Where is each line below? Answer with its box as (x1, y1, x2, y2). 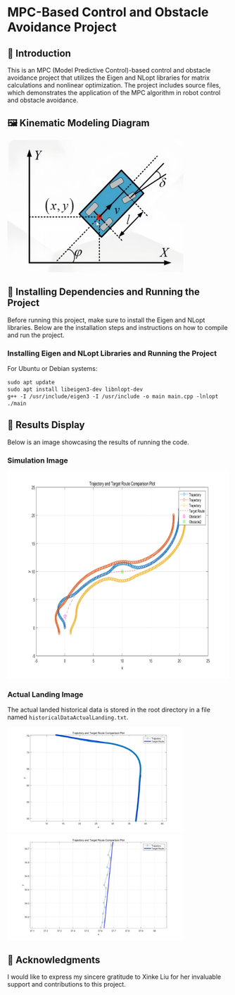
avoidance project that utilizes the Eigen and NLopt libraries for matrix (7, 73, 210, 82)
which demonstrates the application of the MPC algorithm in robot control (7, 89, 221, 97)
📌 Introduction (7, 47, 72, 59)
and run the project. (7, 331, 65, 339)
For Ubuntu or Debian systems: (7, 364, 98, 372)
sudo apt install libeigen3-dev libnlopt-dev (7, 386, 143, 393)
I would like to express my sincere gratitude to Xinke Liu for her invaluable (7, 972, 222, 981)
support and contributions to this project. (7, 980, 127, 989)
